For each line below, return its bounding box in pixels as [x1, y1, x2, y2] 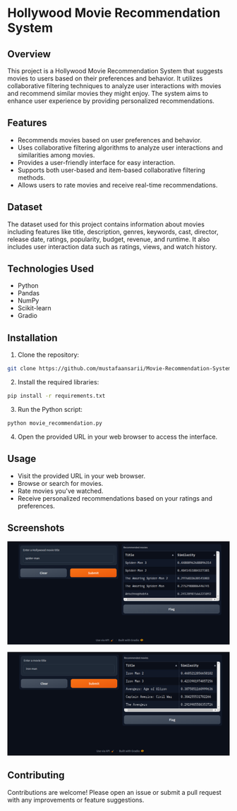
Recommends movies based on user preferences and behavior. [17, 135, 202, 144]
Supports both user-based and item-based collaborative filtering [17, 166, 206, 174]
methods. [17, 173, 46, 181]
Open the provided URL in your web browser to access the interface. [17, 432, 218, 441]
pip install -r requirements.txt [7, 393, 106, 400]
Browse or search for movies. [17, 479, 104, 487]
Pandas [17, 289, 40, 298]
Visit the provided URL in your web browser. [17, 471, 146, 480]
